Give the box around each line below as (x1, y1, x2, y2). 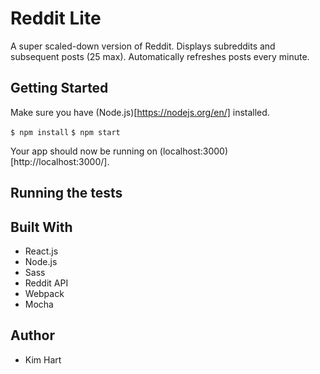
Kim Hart (24, 353, 62, 366)
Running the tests (10, 185, 123, 202)
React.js (24, 245, 59, 257)
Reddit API (24, 277, 69, 289)
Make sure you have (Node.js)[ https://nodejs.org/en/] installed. (10, 106, 270, 118)
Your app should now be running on (10, 145, 158, 157)
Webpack (24, 287, 65, 299)
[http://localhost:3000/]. (10, 155, 110, 167)
